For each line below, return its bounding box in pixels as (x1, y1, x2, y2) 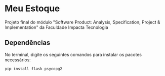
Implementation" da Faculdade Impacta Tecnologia (4, 24, 108, 30)
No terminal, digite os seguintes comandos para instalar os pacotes (4, 51, 142, 57)
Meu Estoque (4, 3, 60, 14)
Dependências (4, 39, 50, 47)
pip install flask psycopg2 (4, 66, 63, 71)
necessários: (4, 57, 31, 63)
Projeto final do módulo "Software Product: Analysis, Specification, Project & (4, 19, 161, 25)
